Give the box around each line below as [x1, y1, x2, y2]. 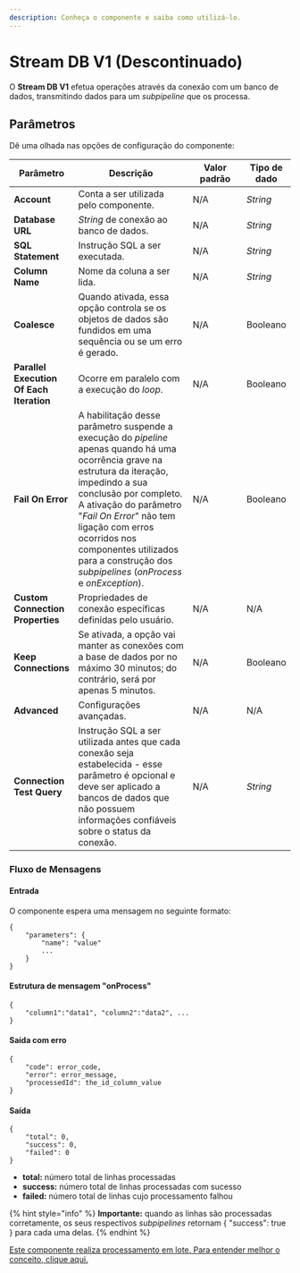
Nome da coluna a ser [78, 265, 171, 277]
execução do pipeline [78, 431, 168, 444]
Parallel [13, 361, 46, 374]
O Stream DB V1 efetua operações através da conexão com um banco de [9, 81, 279, 92]
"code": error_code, [25, 1062, 102, 1072]
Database [13, 214, 56, 226]
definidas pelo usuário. [78, 614, 174, 626]
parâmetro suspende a [78, 420, 173, 433]
